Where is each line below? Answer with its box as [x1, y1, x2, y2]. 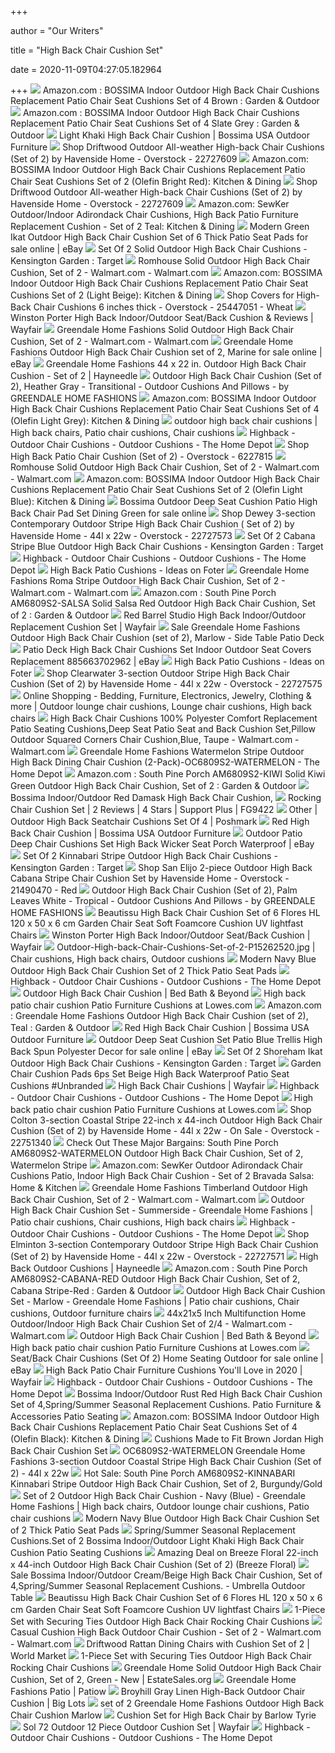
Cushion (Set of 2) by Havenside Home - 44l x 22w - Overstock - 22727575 [10, 678, 323, 690]
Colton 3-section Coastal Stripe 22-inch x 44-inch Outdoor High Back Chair [10, 1114, 323, 1126]
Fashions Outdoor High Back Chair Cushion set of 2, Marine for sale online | [10, 346, 323, 358]
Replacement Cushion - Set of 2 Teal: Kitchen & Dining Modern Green [10, 221, 310, 232]
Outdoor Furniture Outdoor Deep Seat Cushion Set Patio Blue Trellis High [10, 1034, 323, 1045]
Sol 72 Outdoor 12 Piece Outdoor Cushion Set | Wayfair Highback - [22, 1721, 311, 1733]
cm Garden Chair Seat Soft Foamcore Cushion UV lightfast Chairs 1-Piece [10, 1604, 326, 1615]
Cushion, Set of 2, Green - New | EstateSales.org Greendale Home [10, 1674, 297, 1685]
